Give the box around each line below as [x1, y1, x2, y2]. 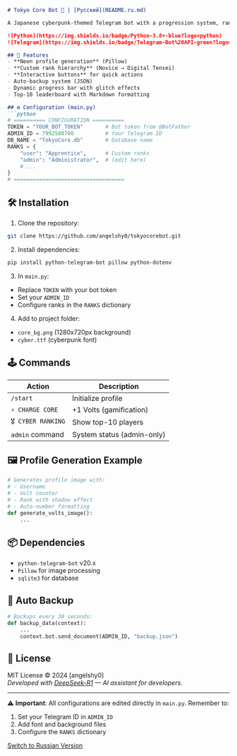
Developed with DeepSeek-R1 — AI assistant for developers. [7, 679, 183, 687]
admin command [11, 429, 65, 439]
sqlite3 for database [17, 574, 79, 583]
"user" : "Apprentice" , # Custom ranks [20, 149, 150, 157]
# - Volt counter [7, 490, 59, 497]
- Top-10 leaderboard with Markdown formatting [7, 91, 150, 98]
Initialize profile [71, 393, 123, 403]
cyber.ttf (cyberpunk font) [17, 335, 97, 344]
